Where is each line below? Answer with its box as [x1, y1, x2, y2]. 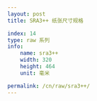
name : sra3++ [20, 50, 59, 57]
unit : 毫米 [20, 69, 50, 77]
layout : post [7, 10, 46, 18]
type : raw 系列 [7, 36, 50, 43]
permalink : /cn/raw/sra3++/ [7, 83, 91, 90]
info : [7, 43, 23, 51]
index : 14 [7, 30, 37, 37]
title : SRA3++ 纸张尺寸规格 [7, 17, 84, 24]
